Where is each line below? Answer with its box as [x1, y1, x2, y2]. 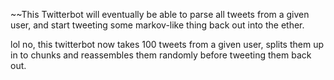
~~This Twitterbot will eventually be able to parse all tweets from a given [10, 9, 310, 20]
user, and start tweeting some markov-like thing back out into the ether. [10, 19, 305, 31]
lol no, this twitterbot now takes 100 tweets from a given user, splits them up [10, 39, 325, 50]
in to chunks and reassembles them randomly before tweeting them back [10, 49, 312, 61]
